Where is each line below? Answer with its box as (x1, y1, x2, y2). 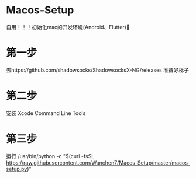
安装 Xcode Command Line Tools (6, 109, 86, 117)
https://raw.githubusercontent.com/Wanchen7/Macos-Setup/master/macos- (6, 159, 191, 166)
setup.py (6, 165, 27, 172)
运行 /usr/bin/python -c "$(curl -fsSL (6, 152, 95, 159)
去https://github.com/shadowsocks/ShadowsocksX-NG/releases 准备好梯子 (6, 67, 189, 74)
